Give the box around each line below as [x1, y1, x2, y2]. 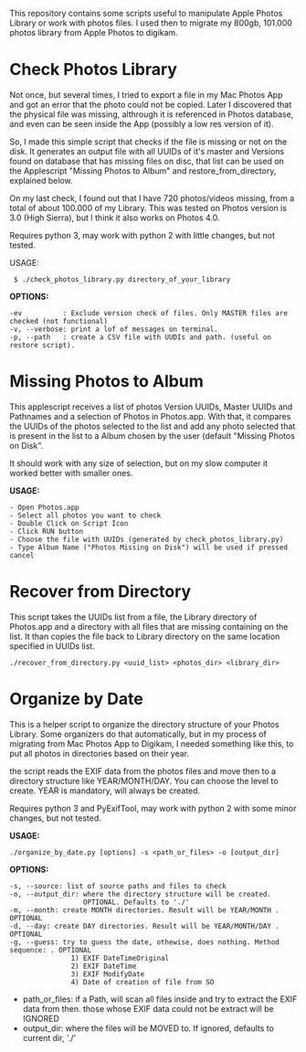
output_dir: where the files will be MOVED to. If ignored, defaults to [22, 1023, 274, 1034]
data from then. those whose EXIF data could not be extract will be [22, 1003, 274, 1014]
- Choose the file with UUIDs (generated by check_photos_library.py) [9, 535, 284, 544]
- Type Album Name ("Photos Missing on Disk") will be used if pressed [9, 543, 288, 552]
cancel [9, 550, 35, 560]
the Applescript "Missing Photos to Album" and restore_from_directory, [9, 165, 277, 176]
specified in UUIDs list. [9, 640, 96, 652]
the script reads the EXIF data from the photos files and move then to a [9, 765, 277, 776]
